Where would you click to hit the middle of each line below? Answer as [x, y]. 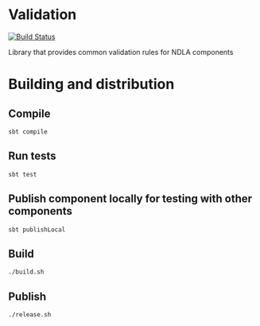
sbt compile [28, 132]
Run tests [32, 156]
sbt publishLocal [37, 229]
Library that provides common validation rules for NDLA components [121, 52]
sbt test [23, 174]
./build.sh [26, 272]
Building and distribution [91, 84]
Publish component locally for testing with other [130, 199]
